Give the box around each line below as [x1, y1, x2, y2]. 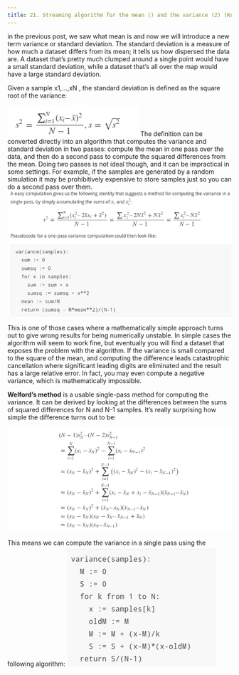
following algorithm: [7, 659, 65, 669]
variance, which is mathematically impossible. [7, 376, 142, 384]
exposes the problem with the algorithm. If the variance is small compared [7, 346, 225, 355]
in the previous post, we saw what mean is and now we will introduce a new [7, 32, 230, 41]
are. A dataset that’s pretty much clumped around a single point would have [7, 54, 229, 63]
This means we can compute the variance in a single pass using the [7, 538, 206, 548]
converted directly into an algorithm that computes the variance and [7, 137, 207, 145]
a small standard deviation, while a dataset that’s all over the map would [7, 62, 218, 70]
